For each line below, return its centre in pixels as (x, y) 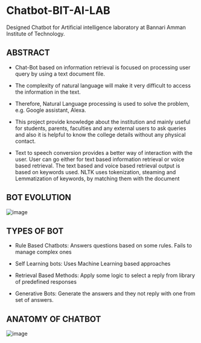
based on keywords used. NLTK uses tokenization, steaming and (95, 172)
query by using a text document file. (60, 74)
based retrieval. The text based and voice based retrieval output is (97, 165)
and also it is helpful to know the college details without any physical (100, 134)
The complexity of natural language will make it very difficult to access (103, 85)
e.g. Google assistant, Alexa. (50, 110)
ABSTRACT (28, 53)
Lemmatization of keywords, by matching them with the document (97, 178)
